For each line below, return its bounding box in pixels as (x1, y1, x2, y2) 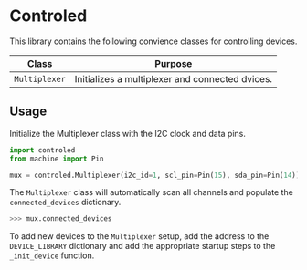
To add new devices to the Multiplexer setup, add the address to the (9, 231, 270, 242)
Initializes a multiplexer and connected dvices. (74, 72, 272, 85)
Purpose (154, 57, 193, 69)
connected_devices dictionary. (9, 197, 122, 208)
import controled (9, 145, 76, 155)
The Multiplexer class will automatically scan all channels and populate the (9, 187, 294, 198)
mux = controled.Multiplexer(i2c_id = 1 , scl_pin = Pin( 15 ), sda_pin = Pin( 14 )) (9, 171, 301, 180)
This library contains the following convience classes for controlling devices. (9, 36, 298, 47)
